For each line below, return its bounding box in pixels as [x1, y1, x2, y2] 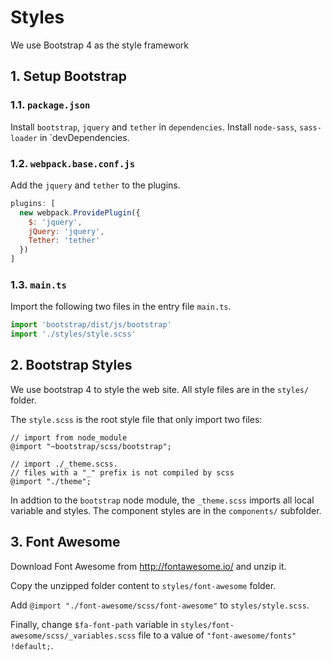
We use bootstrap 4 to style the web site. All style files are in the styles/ [10, 383, 310, 395]
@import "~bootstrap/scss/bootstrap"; [10, 441, 172, 451]
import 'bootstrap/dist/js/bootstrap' [10, 320, 172, 330]
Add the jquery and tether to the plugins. [10, 179, 181, 191]
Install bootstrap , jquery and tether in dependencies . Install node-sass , [10, 121, 298, 133]
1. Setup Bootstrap [10, 68, 127, 85]
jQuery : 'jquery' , [28, 226, 105, 236]
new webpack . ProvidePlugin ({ [19, 207, 141, 218]
